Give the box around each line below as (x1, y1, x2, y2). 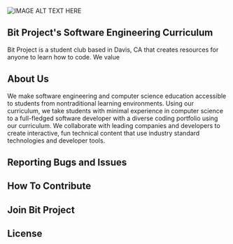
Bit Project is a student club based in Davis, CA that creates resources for (7, 45, 219, 54)
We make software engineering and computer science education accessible (7, 92, 227, 100)
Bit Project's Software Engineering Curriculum (7, 27, 213, 38)
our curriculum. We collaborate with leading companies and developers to (7, 121, 220, 129)
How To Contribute (7, 180, 92, 192)
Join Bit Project (7, 203, 75, 216)
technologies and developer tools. (7, 136, 106, 145)
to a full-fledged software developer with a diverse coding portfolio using (7, 114, 218, 122)
